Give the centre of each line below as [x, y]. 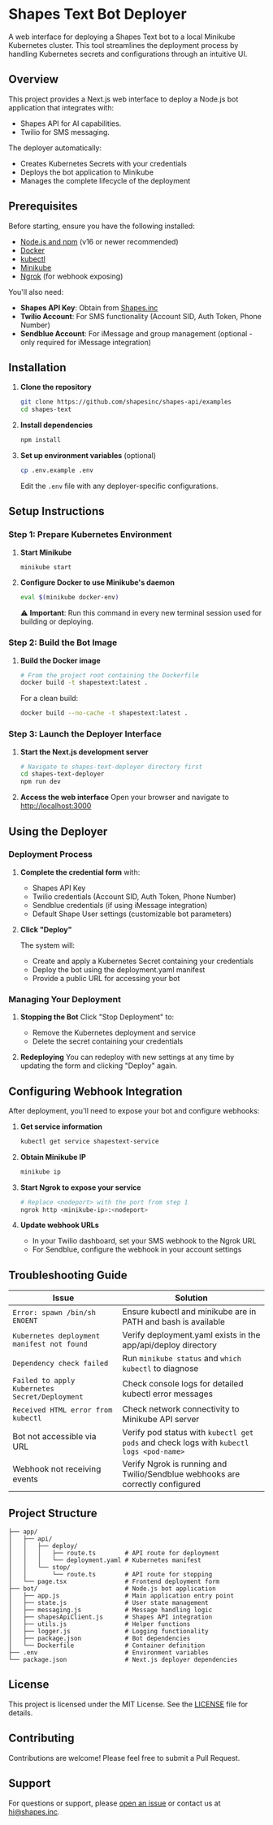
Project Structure [53, 1513]
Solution [191, 1298]
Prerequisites [43, 207]
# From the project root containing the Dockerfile [109, 675]
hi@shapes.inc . [34, 1811]
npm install [40, 440]
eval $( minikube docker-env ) [69, 598]
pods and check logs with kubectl [186, 1442]
